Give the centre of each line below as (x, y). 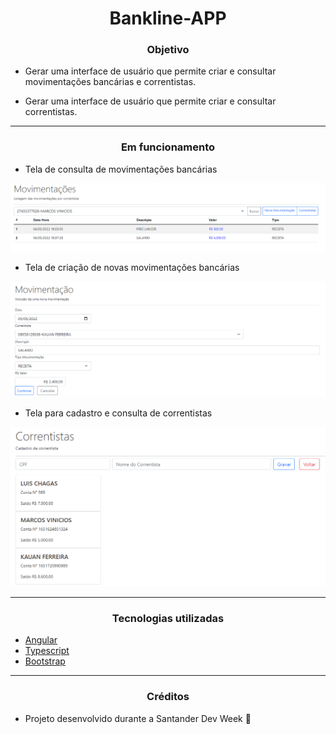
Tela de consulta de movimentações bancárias (121, 169)
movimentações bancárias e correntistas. (110, 82)
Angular (41, 640)
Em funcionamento (168, 147)
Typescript (47, 651)
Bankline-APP (168, 18)
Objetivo (168, 50)
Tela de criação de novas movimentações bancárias (132, 268)
